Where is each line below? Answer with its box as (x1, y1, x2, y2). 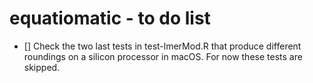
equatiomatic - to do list (9, 7, 211, 30)
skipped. (23, 61, 61, 73)
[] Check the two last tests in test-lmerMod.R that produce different (23, 40, 302, 52)
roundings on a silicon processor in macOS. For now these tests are (23, 50, 303, 62)
